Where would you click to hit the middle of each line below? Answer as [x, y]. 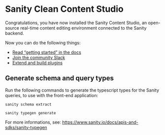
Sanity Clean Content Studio [65, 9]
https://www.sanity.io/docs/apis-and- [100, 122]
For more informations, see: [33, 122]
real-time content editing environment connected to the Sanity [83, 28]
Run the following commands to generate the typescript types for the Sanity [82, 90]
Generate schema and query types [60, 78]
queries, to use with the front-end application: [52, 95]
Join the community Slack [39, 57]
